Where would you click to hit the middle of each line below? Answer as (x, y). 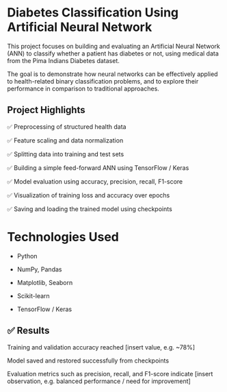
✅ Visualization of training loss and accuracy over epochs (89, 195)
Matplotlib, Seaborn (45, 282)
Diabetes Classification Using (93, 13)
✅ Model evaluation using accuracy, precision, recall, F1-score (95, 181)
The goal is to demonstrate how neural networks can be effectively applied (112, 74)
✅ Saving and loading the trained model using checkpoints (90, 209)
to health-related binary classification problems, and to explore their (103, 81)
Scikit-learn (33, 295)
